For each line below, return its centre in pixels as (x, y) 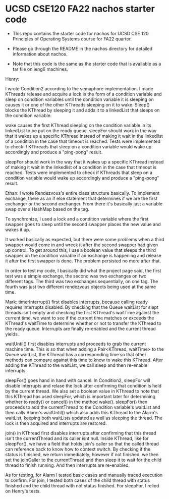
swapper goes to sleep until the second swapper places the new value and (83, 224)
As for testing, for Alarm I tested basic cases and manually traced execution (84, 475)
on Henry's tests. (23, 491)
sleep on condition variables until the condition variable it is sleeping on (79, 99)
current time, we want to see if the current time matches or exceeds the (80, 318)
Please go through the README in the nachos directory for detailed (82, 48)
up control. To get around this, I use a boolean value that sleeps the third (81, 250)
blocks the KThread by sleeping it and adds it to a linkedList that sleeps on (82, 110)
